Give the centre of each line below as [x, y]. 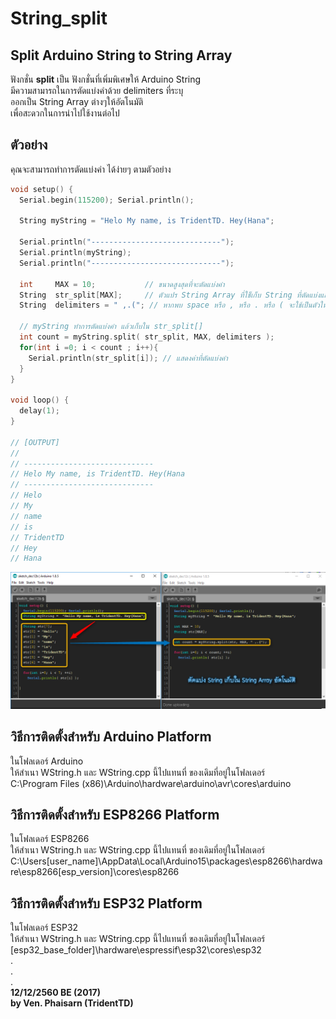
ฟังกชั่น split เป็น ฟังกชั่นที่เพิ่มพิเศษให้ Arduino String [106, 79]
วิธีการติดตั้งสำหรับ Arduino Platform [111, 737]
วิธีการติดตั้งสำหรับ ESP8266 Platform [115, 815]
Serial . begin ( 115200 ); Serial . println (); [107, 200]
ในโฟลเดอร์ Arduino [47, 761]
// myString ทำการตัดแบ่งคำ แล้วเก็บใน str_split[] [111, 327]
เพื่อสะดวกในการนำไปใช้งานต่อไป [65, 113]
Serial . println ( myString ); [75, 253]
